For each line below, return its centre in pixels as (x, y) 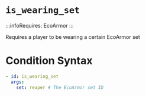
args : (18, 82)
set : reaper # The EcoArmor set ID (60, 87)
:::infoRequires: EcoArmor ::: (40, 25)
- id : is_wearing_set (32, 76)
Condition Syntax (49, 61)
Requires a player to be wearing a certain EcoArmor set (73, 37)
